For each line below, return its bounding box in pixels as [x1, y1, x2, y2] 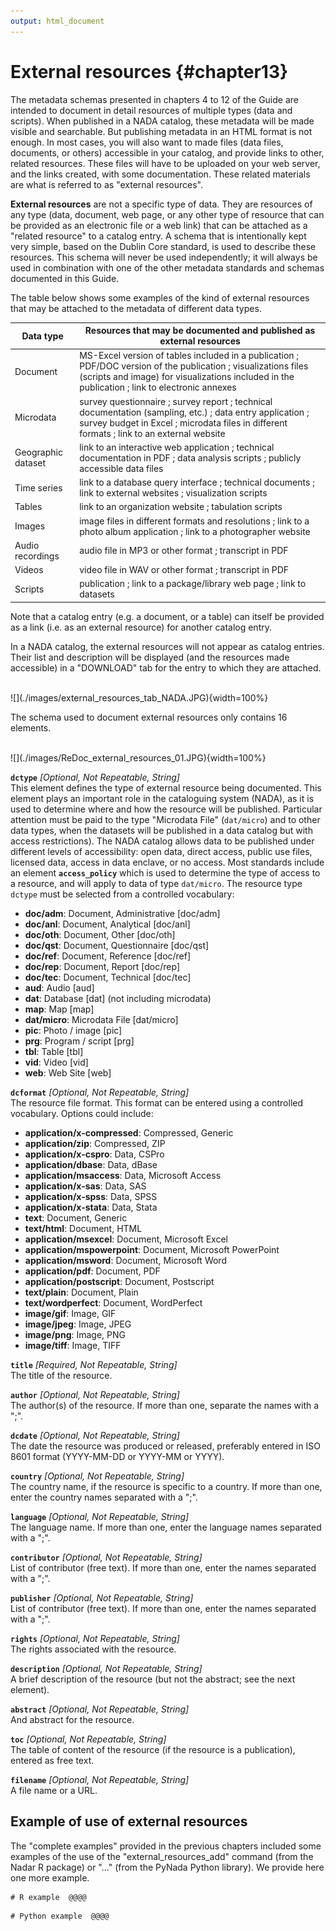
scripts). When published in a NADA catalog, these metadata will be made [10, 115, 315, 127]
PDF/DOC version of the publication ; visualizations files [79, 360, 309, 372]
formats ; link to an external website [79, 427, 226, 439]
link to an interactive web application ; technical [79, 441, 275, 453]
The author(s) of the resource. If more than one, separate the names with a [10, 1399, 320, 1411]
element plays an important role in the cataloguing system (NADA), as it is [10, 792, 315, 804]
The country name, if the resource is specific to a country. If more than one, [10, 1480, 323, 1492]
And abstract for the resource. [10, 1713, 135, 1725]
